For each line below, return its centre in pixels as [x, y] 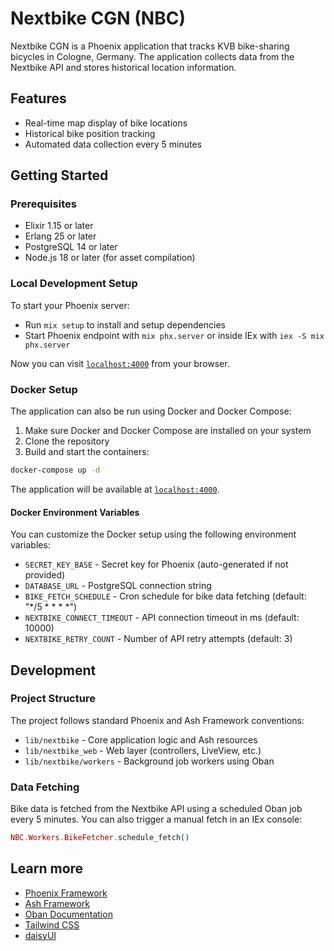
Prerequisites [43, 204]
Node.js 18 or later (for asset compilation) [110, 258]
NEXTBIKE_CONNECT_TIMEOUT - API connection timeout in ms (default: [162, 618]
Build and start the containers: [87, 452]
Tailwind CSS [52, 924]
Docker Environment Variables [75, 512]
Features [38, 98]
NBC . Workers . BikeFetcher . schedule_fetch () [100, 838]
